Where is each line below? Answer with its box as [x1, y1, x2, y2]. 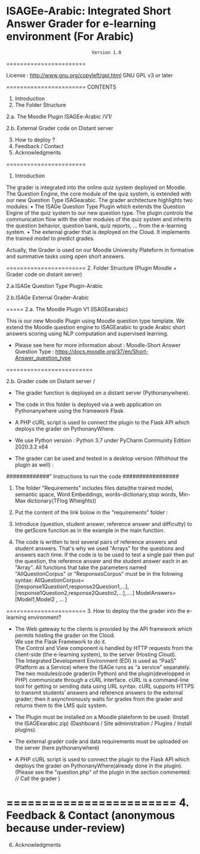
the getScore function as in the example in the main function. [14, 527, 165, 534]
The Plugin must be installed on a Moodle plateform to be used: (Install [14, 713, 189, 720]
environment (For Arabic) [6, 30, 134, 43]
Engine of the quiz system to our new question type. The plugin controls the [6, 209, 193, 216]
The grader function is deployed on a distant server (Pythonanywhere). [14, 389, 190, 396]
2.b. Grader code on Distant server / [6, 377, 96, 384]
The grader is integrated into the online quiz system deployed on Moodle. [6, 184, 187, 191]
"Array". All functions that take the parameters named [14, 564, 147, 571]
